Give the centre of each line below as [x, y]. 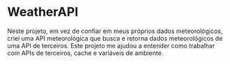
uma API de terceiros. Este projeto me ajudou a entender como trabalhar [111, 45]
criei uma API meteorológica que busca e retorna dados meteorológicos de [115, 38]
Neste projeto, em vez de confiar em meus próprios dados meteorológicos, [115, 31]
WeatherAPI [43, 12]
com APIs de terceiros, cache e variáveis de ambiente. [85, 53]
